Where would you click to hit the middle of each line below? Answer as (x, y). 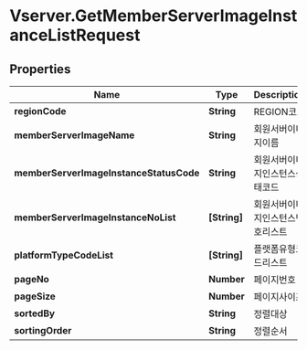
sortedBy (35, 313)
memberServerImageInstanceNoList (95, 217)
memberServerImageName (74, 135)
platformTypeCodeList (64, 255)
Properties (40, 69)
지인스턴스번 (279, 218)
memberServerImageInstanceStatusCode (107, 173)
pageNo (32, 279)
